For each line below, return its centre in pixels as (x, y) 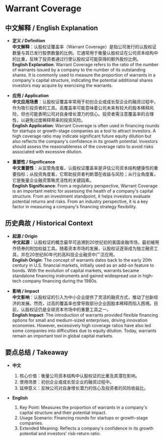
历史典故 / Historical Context (49, 223)
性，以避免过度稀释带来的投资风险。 (49, 120)
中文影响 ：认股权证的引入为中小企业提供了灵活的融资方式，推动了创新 (83, 297)
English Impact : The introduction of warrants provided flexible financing (85, 315)
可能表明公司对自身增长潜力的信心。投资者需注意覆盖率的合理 (92, 114)
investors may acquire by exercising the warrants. (62, 85)
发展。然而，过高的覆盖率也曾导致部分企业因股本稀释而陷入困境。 (87, 303)
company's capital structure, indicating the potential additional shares (82, 80)
